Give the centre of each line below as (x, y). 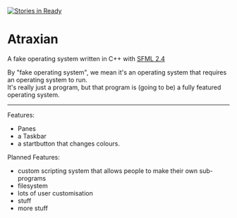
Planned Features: (34, 157)
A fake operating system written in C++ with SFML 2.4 (86, 58)
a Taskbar (32, 136)
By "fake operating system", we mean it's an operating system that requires (117, 72)
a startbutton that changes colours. (68, 143)
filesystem (32, 186)
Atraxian (33, 39)
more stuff (32, 208)
